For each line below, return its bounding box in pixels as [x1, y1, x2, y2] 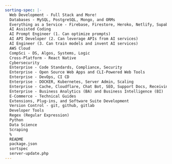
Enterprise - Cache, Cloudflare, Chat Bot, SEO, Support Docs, [9, 84, 147, 89]
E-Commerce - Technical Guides [9, 94, 77, 99]
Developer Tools [9, 108, 44, 113]
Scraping [9, 127, 28, 132]
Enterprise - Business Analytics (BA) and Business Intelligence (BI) [9, 88, 164, 94]
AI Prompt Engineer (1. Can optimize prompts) [9, 31, 111, 37]
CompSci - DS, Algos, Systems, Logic [9, 50, 90, 56]
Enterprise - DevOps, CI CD [9, 75, 70, 80]
